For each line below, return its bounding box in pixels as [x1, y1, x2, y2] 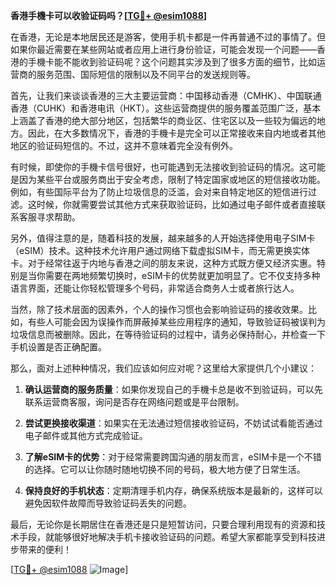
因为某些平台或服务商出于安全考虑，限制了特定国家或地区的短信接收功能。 [18, 174, 326, 185]
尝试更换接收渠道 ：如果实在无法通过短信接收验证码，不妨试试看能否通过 [24, 417, 323, 429]
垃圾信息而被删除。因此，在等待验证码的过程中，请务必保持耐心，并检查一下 [10, 329, 326, 340]
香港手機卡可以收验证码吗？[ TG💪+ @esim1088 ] [10, 10, 208, 21]
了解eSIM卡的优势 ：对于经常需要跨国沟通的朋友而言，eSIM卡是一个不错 [24, 451, 322, 463]
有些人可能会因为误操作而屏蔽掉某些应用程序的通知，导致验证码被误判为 [27, 316, 326, 328]
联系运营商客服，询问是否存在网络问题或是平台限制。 [24, 396, 245, 408]
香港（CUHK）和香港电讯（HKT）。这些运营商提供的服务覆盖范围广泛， [10, 102, 304, 114]
